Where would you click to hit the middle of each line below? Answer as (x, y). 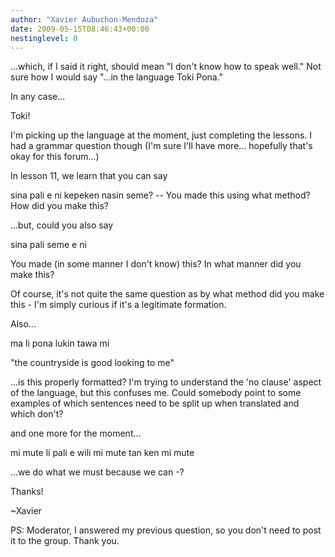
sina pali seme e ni (48, 245)
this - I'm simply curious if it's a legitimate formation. (118, 305)
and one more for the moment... (76, 433)
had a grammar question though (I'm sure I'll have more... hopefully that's (161, 146)
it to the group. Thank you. (65, 541)
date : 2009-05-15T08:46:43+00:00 (80, 29)
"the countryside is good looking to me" (92, 363)
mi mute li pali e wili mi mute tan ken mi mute (102, 453)
